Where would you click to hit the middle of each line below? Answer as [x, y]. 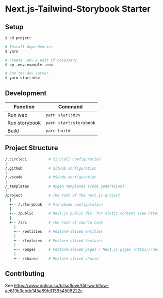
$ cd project [18, 38]
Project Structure [32, 148]
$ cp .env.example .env [29, 65]
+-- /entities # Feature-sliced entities [58, 231]
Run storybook [24, 123]
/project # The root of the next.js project [63, 195]
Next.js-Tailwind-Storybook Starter [78, 9]
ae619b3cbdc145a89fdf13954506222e [44, 291]
